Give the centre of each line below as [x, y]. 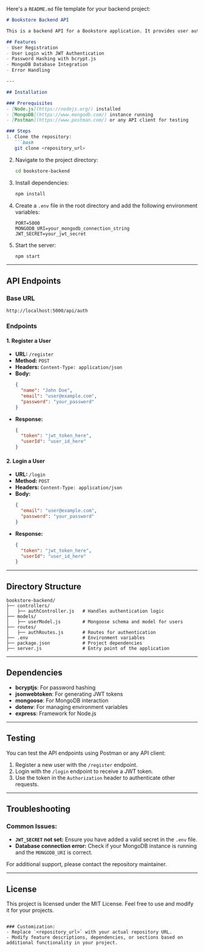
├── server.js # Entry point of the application [88, 649]
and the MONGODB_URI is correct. [54, 853]
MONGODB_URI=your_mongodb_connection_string [72, 228]
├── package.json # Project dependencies [74, 643]
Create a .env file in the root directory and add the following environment [106, 205]
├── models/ [21, 617]
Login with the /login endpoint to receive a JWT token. [84, 771]
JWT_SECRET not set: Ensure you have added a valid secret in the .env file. [106, 839]
